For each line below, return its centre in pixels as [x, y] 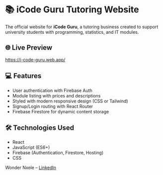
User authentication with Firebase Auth [52, 90]
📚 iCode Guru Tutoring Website [72, 10]
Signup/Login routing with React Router [53, 106]
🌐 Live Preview [29, 48]
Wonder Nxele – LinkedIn [31, 168]
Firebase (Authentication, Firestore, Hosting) [58, 153]
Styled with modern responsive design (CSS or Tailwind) [70, 101]
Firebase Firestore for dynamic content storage [61, 111]
